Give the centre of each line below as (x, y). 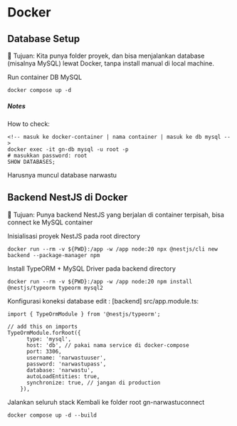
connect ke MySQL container (50, 222)
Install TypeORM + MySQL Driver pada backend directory (92, 269)
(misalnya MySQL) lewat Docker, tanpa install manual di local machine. (111, 63)
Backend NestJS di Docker (68, 198)
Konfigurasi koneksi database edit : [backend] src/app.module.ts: (103, 301)
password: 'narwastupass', (66, 364)
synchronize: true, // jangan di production (93, 383)
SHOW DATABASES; (31, 162)
